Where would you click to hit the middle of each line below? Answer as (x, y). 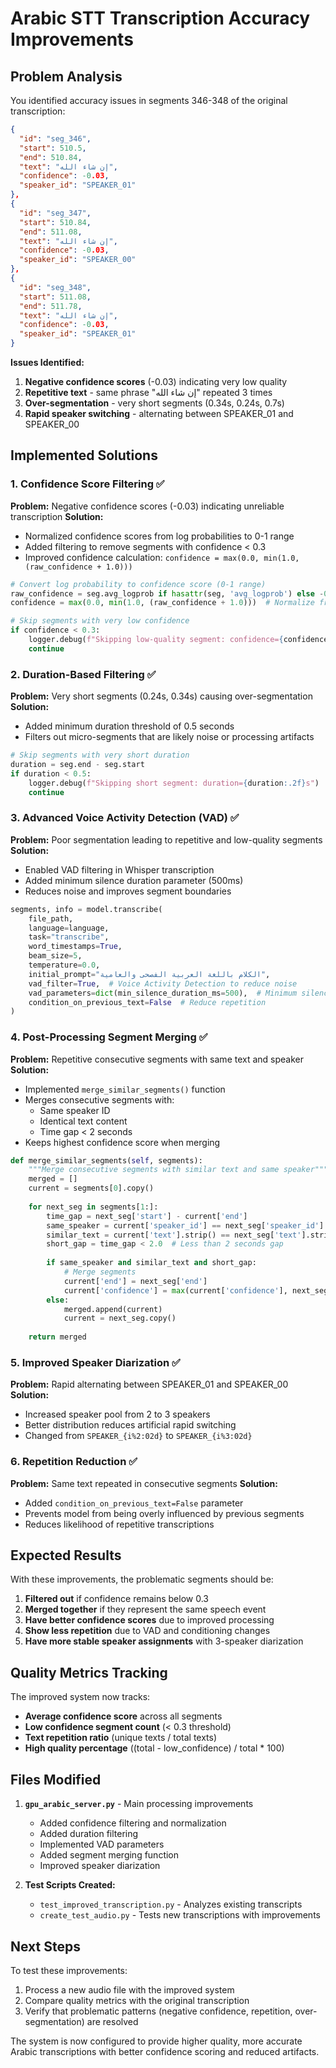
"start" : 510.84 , (55, 222)
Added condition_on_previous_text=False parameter (134, 1503)
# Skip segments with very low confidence (100, 621)
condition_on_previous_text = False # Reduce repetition (147, 1002)
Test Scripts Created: (70, 1885)
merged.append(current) (113, 1309)
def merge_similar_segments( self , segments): (106, 1160)
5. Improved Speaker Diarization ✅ (95, 1362)
